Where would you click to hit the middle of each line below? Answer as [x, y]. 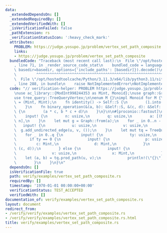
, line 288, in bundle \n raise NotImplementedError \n [74, 84]
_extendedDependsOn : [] [34, 14]
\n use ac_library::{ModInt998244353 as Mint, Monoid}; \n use [78, 93]
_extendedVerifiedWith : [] [38, 24]
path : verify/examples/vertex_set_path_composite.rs [65, 176]
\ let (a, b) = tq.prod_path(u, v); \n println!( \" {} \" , [89, 158]
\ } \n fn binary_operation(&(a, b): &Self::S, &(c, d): [80, 107]
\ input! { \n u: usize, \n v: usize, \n [81, 125]
